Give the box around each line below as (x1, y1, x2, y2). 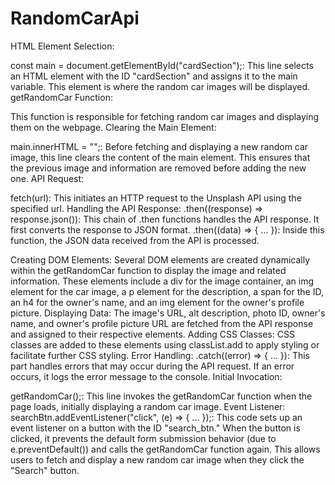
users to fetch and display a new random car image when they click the (10, 453, 305, 466)
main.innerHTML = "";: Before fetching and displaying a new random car (10, 140, 309, 152)
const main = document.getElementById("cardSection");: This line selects (10, 59, 314, 71)
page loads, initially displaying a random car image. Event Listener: (10, 400, 286, 412)
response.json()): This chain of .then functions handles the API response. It (10, 213, 320, 225)
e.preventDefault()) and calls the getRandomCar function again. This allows (10, 443, 321, 455)
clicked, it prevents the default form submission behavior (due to (10, 432, 277, 444)
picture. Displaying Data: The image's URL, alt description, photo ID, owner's (10, 307, 326, 319)
